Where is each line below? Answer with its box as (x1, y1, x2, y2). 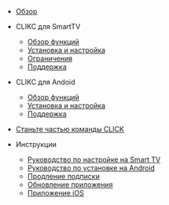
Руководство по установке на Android (27, 163, 156, 172)
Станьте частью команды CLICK (15, 125, 124, 134)
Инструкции (15, 140, 57, 148)
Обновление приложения (27, 180, 113, 189)
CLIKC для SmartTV (15, 22, 81, 31)
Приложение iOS (27, 189, 84, 197)
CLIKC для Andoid (15, 78, 75, 86)
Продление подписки (27, 172, 100, 181)
